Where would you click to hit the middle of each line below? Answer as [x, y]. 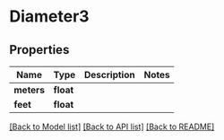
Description [110, 75]
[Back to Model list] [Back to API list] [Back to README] [112, 127]
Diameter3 [49, 17]
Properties [39, 50]
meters [29, 90]
